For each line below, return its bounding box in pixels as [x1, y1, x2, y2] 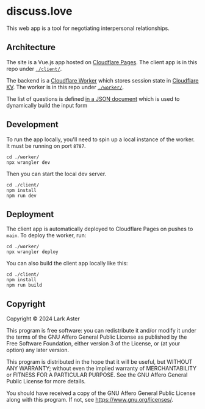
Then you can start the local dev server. [6, 170, 107, 177]
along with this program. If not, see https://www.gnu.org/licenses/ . [6, 396, 174, 403]
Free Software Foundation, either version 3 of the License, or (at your [6, 340, 181, 347]
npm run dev [6, 193, 37, 199]
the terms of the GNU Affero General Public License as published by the [6, 333, 187, 341]
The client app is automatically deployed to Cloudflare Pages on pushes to [6, 225, 193, 233]
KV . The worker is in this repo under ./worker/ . [6, 83, 124, 90]
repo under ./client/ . [6, 65, 62, 72]
